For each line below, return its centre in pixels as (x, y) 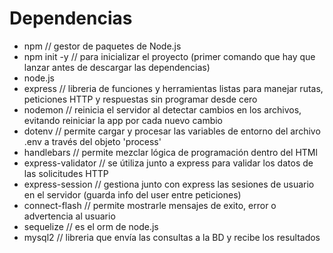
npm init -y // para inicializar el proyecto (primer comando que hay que (169, 56)
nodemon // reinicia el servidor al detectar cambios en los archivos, (162, 109)
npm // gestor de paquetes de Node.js (102, 46)
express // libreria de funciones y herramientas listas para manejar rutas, (173, 88)
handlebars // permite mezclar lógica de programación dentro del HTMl (170, 152)
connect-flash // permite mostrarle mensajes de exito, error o (150, 205)
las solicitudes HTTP (66, 173)
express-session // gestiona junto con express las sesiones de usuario (169, 184)
